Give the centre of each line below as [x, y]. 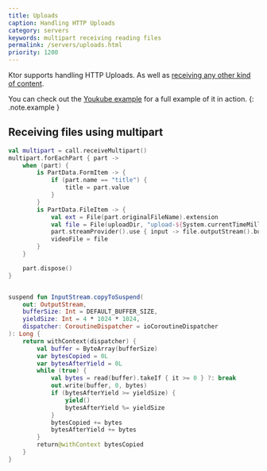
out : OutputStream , [55, 304]
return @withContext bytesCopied [91, 445]
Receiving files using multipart [86, 132]
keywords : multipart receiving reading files [85, 38]
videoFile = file [79, 239]
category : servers [39, 30]
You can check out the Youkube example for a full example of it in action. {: [131, 99]
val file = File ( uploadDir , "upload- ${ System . [129, 224]
